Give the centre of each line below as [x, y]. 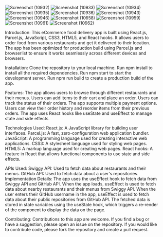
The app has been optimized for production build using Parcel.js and [74, 48]
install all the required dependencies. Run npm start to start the [68, 73]
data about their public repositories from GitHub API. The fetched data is [78, 199]
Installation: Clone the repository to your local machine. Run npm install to [79, 68]
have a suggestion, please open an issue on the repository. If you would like [81, 224]
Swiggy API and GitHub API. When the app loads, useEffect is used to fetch [81, 184]
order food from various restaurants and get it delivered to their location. [78, 43]
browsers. [15, 58]
